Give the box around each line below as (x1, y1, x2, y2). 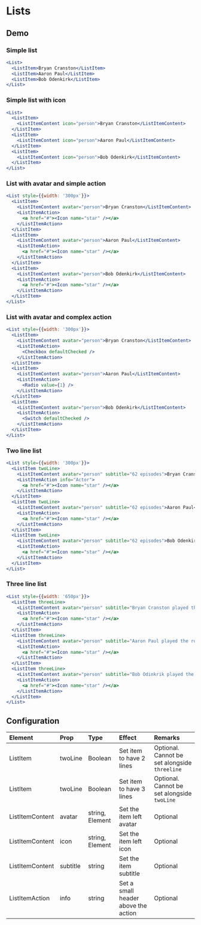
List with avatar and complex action (6, 313, 112, 321)
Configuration (6, 715, 60, 726)
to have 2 (118, 754, 145, 763)
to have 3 (118, 785, 145, 793)
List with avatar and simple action (6, 180, 106, 188)
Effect (118, 733, 136, 742)
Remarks (154, 733, 181, 742)
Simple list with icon (6, 96, 66, 104)
